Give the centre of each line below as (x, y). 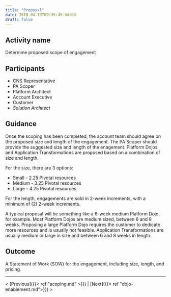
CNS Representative (34, 81)
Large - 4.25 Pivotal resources (45, 188)
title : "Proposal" (25, 10)
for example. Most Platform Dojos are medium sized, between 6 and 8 (78, 219)
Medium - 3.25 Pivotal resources (47, 183)
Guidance (21, 124)
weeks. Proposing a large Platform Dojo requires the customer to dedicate (83, 225)
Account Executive (32, 97)
